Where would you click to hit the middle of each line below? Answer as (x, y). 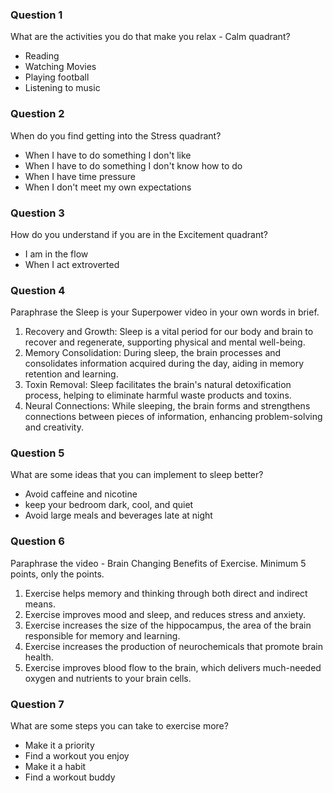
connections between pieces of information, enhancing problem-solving (173, 417)
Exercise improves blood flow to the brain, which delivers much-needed (173, 667)
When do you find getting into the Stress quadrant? (116, 135)
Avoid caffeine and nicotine (81, 494)
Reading (42, 56)
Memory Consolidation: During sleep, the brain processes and (153, 353)
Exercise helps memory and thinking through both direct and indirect (166, 593)
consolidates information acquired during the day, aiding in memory (164, 364)
